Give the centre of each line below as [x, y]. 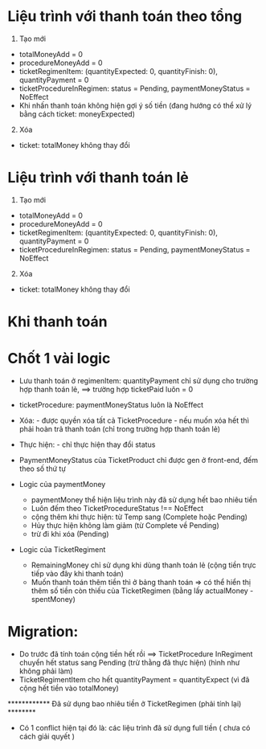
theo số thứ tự [42, 469]
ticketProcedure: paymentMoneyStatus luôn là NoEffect [111, 405]
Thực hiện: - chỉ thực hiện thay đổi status [87, 444]
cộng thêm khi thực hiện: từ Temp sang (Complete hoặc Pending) [139, 517]
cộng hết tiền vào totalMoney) [69, 688]
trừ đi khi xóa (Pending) [70, 534]
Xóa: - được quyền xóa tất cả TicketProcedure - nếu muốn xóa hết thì [134, 420]
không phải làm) [46, 671]
